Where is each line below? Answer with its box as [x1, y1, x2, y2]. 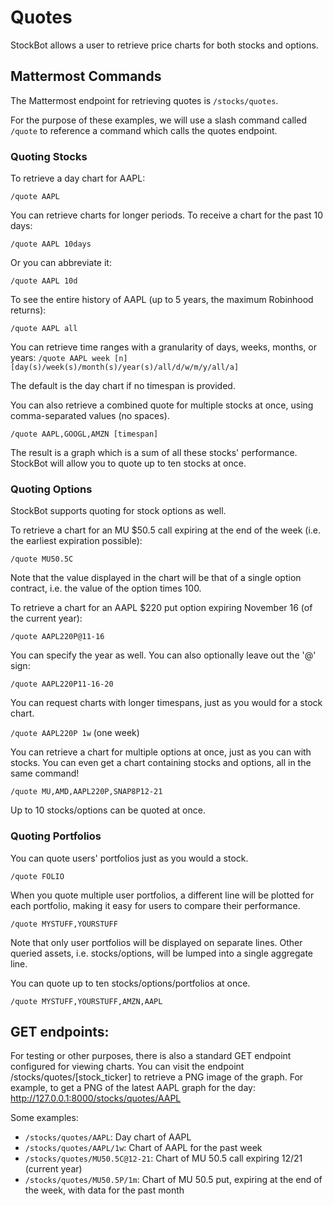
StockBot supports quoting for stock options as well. [10, 505, 227, 517]
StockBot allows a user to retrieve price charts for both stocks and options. [10, 39, 319, 51]
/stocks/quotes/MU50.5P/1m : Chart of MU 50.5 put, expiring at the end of [24, 1174, 323, 1186]
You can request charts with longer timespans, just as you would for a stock [10, 697, 323, 709]
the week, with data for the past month [24, 1184, 185, 1196]
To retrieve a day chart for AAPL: [10, 172, 146, 185]
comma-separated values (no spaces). [10, 410, 170, 422]
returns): [10, 304, 47, 316]
